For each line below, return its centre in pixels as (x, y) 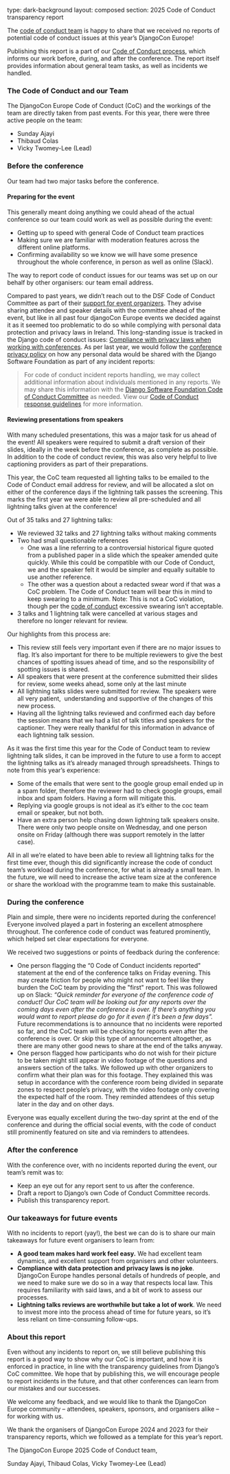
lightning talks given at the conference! (62, 507)
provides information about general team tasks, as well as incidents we (107, 66)
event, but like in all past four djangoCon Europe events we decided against (114, 317)
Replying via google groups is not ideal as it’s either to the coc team (113, 805)
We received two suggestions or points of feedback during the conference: (113, 952)
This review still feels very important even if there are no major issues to (119, 647)
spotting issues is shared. (53, 669)
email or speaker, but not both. (60, 813)
